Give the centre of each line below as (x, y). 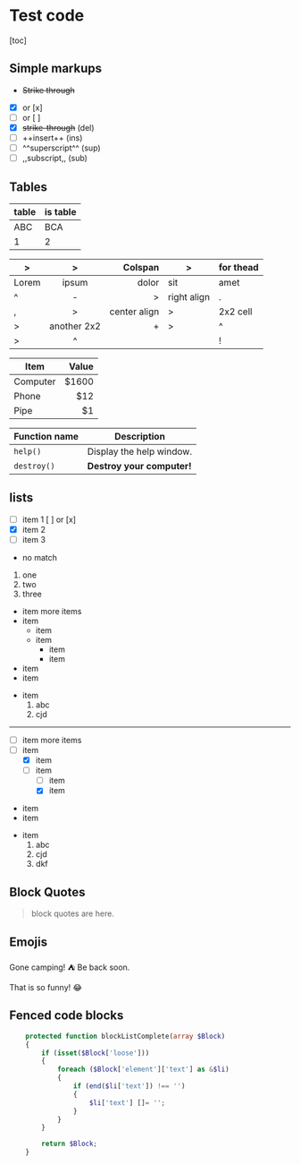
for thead (238, 267)
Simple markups (56, 69)
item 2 (34, 529)
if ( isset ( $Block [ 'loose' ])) (96, 1053)
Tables (28, 187)
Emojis (28, 942)
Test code (47, 16)
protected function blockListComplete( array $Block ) (125, 1036)
